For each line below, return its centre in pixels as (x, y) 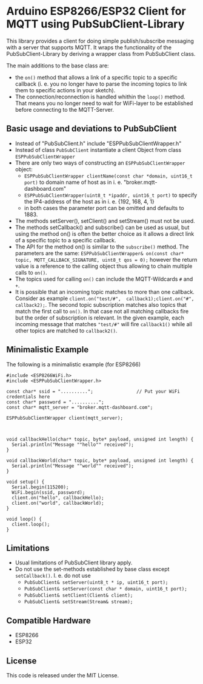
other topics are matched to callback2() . (66, 330)
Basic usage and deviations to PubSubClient (92, 129)
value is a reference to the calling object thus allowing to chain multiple (104, 266)
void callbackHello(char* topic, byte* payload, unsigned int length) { (100, 439)
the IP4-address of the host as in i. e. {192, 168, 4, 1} (89, 201)
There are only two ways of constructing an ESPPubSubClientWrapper (100, 163)
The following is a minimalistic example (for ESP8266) (74, 364)
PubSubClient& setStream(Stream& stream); (78, 602)
